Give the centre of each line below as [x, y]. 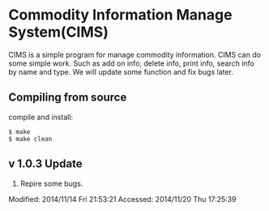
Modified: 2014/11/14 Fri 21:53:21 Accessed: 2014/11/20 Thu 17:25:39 [122, 199]
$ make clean [30, 139]
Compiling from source [68, 98]
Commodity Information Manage [120, 15]
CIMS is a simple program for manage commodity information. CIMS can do [135, 54]
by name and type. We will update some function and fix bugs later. [121, 71]
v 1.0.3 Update [45, 164]
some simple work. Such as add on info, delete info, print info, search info [132, 63]
